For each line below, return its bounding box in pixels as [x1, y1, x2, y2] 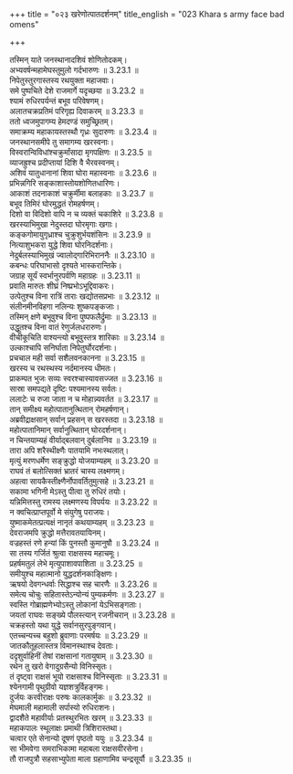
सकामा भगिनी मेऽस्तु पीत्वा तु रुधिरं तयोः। [9, 486, 127, 497]
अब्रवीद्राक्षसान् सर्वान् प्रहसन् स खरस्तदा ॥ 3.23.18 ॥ [9, 414, 163, 425]
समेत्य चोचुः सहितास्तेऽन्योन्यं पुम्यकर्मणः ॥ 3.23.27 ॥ [9, 589, 164, 599]
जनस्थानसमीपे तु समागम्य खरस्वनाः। [9, 137, 114, 147]
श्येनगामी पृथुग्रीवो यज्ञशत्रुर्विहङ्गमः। [9, 682, 110, 692]
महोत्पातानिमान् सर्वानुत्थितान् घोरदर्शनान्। [9, 425, 128, 435]
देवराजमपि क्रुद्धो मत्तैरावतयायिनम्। [9, 527, 107, 538]
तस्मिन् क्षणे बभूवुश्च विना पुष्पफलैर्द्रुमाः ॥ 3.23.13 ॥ [9, 312, 157, 322]
